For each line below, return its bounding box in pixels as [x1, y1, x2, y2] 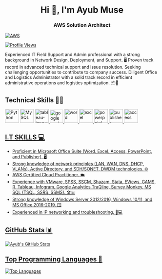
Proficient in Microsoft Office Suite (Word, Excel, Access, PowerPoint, [12, 149, 152, 154]
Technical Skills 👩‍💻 [5, 96, 64, 104]
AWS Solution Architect [53, 22, 111, 29]
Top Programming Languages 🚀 [5, 255, 103, 263]
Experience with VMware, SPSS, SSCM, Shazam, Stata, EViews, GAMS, [12, 179, 156, 185]
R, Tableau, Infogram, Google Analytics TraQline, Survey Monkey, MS [12, 184, 151, 190]
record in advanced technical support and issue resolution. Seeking [5, 64, 141, 70]
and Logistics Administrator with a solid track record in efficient [5, 74, 133, 80]
